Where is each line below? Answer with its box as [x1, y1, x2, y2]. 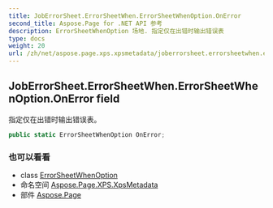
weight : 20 [8, 42, 45, 50]
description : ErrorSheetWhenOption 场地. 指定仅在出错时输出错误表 [8, 27, 225, 35]
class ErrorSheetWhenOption [19, 170, 118, 180]
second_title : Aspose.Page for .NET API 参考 [8, 19, 162, 28]
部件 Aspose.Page [19, 189, 81, 199]
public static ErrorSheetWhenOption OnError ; [8, 130, 165, 138]
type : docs [8, 34, 45, 43]
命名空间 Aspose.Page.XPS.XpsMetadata [19, 180, 158, 189]
